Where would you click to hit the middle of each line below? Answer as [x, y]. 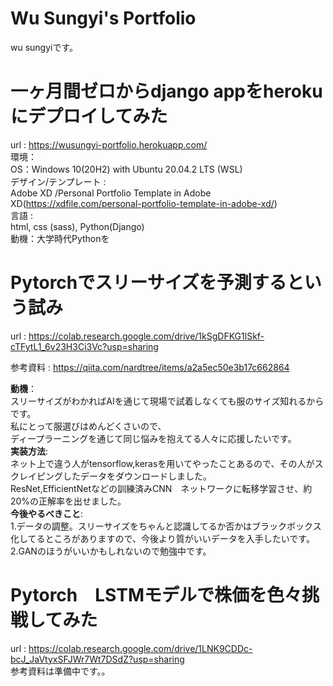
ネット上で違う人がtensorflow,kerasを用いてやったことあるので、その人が [162, 463]
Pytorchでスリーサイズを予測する [148, 283]
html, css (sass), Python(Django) [77, 226]
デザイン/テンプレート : [58, 181]
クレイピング [36, 476]
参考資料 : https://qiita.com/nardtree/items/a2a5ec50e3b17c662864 [150, 367]
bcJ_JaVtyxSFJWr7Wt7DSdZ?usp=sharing [97, 659]
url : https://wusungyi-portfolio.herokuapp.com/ [109, 144]
